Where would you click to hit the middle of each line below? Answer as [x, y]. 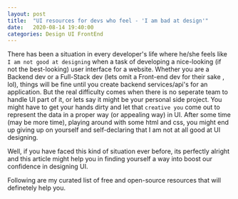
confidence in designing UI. [48, 167]
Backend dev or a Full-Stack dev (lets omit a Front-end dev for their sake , [116, 77]
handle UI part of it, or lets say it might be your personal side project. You [115, 100]
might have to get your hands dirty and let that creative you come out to [114, 107]
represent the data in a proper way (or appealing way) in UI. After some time [119, 115]
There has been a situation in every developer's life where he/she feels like [118, 54]
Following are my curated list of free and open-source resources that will [114, 180]
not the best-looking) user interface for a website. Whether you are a [108, 69]
